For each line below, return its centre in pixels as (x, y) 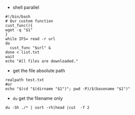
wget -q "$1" (19, 30)
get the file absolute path (39, 70)
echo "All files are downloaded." (42, 61)
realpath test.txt (25, 80)
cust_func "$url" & (30, 48)
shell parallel (26, 7)
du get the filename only (38, 98)
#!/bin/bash (18, 17)
